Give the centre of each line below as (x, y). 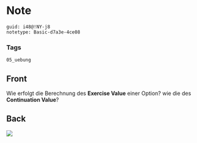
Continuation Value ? (33, 100)
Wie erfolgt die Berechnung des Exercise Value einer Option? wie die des (99, 93)
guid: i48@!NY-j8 (28, 27)
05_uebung (19, 60)
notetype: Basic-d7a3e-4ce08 (43, 32)
